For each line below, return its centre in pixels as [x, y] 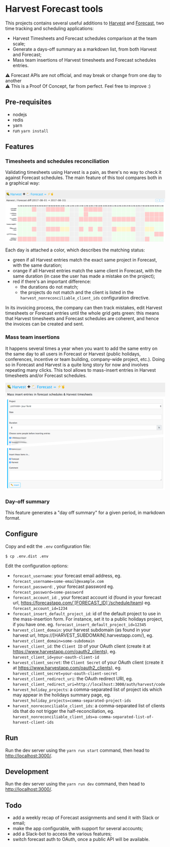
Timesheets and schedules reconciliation [57, 161]
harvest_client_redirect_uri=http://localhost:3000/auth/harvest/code [89, 684]
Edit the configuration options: [37, 566]
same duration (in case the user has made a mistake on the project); [84, 276]
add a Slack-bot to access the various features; [62, 834]
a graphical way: [23, 183]
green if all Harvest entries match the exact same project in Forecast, [85, 260]
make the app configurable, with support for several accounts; [78, 829]
